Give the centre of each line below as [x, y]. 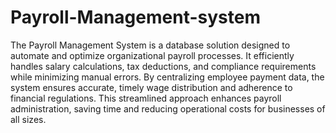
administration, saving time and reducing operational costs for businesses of [168, 108]
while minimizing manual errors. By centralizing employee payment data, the [167, 77]
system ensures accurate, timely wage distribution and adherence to [151, 87]
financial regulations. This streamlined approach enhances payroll [146, 98]
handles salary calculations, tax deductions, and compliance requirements [163, 66]
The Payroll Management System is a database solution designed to [150, 45]
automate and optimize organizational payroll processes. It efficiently [152, 55]
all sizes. [28, 119]
